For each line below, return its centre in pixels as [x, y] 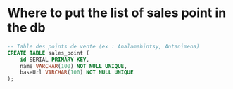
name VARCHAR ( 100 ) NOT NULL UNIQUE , [74, 66]
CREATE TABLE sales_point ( [49, 53]
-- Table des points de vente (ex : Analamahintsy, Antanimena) [103, 46]
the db [26, 28]
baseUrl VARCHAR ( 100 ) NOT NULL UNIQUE [77, 73]
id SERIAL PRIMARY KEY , [55, 60]
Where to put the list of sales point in [117, 13]
